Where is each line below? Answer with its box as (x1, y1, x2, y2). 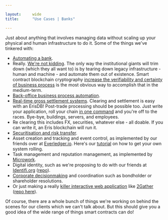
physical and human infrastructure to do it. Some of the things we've (5, 40, 147, 46)
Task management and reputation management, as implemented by (12, 151, 152, 157)
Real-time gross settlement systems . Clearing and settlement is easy (12, 97, 155, 103)
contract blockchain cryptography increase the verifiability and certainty (12, 76, 162, 82)
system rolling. (12, 146, 43, 152)
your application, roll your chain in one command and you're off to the (12, 108, 157, 115)
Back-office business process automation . (12, 92, 101, 98)
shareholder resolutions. (12, 178, 63, 184)
